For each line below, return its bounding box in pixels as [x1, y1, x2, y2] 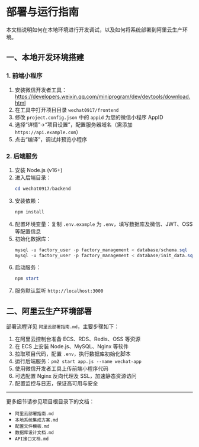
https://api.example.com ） [14, 128, 82, 135]
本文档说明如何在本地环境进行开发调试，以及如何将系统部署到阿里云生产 [6, 26, 182, 33]
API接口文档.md [14, 436, 49, 442]
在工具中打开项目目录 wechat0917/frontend [14, 106, 119, 113]
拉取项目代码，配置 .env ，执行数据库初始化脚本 [14, 350, 131, 358]
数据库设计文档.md [14, 430, 54, 436]
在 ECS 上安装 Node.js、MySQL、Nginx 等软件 [14, 343, 129, 350]
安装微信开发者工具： [14, 86, 67, 93]
